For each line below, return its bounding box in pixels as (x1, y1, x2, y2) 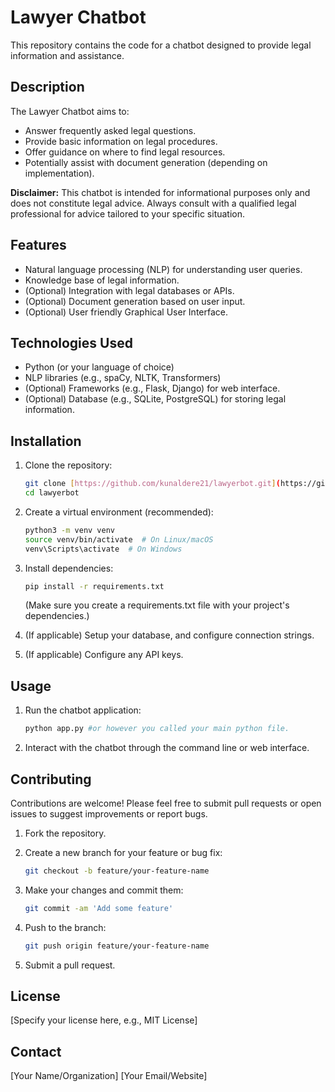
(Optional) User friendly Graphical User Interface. (24, 306, 229, 318)
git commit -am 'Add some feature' (24, 903, 174, 913)
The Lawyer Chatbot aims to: (10, 105, 130, 117)
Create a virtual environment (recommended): (24, 506, 214, 518)
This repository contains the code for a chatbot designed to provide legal (10, 39, 312, 51)
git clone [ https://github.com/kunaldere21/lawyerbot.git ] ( (24, 479, 281, 489)
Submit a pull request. (24, 959, 116, 971)
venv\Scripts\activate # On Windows (24, 544, 183, 554)
